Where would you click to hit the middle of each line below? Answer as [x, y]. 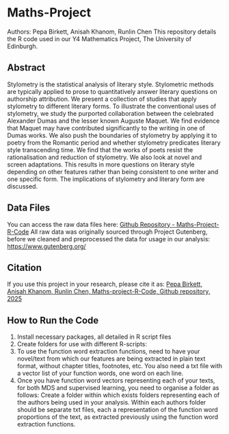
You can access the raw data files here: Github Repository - [91, 224]
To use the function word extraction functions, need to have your [108, 352]
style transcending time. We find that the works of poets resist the [100, 149]
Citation [25, 268]
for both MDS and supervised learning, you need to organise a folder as [118, 388]
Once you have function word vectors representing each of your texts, [116, 381]
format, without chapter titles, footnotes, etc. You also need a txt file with [120, 366]
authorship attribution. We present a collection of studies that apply [102, 99]
